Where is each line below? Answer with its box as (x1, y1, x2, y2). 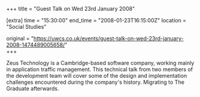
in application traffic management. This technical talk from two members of (6, 66, 193, 73)
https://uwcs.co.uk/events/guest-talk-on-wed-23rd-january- (33, 35, 184, 42)
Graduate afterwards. (6, 85, 59, 92)
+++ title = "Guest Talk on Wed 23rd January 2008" (6, 5, 136, 12)
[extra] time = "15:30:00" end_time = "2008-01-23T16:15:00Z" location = (6, 17, 187, 23)
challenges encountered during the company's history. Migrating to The (6, 78, 185, 86)
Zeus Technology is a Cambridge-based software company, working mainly (6, 60, 195, 66)
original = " (6, 35, 34, 42)
